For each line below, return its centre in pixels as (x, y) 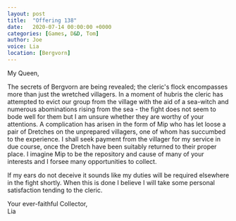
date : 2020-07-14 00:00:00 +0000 (60, 27)
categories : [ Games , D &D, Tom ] (53, 33)
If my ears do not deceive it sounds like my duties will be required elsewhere (118, 175)
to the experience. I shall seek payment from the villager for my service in (114, 139)
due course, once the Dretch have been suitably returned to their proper (112, 146)
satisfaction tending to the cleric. (55, 190)
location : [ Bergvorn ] (39, 53)
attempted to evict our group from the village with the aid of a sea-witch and (118, 101)
